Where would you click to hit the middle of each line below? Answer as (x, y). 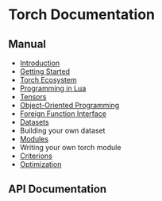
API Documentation (58, 189)
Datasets (34, 122)
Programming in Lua (53, 88)
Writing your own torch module (70, 147)
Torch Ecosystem (48, 80)
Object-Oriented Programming (69, 105)
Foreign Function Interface (63, 114)
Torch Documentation (81, 15)
